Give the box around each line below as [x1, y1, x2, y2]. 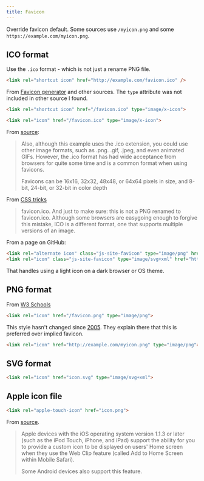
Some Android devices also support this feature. [21, 468, 143, 475]
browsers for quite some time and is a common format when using [21, 160, 188, 167]
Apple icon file [6, 391, 63, 402]
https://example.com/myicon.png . [6, 32, 90, 39]
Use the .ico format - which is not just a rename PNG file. [6, 66, 151, 73]
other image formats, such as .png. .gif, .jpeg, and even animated [21, 147, 185, 154]
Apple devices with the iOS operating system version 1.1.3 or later [21, 430, 185, 437]
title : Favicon [6, 8, 45, 15]
